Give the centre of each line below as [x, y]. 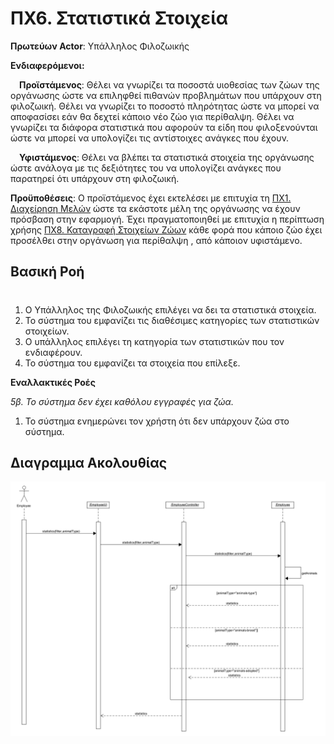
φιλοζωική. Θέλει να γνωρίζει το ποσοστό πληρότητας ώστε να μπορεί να [165, 106]
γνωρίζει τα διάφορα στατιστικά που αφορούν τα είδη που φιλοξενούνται [164, 127]
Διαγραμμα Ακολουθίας [89, 462]
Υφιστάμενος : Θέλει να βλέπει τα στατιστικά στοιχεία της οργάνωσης [167, 157]
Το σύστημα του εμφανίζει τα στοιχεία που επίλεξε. [132, 363]
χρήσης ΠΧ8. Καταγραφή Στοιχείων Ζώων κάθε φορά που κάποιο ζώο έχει [166, 229]
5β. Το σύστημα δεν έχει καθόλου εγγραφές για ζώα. [122, 401]
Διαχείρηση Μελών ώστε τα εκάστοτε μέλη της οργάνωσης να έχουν [155, 208]
